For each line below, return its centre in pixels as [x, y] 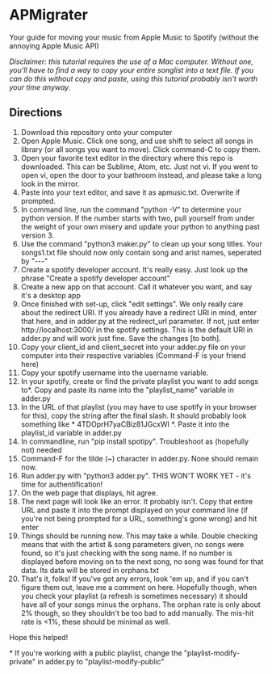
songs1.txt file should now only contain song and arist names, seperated [141, 252]
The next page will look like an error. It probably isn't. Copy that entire [137, 501]
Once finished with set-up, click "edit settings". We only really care [132, 304]
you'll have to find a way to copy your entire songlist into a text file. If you [132, 70]
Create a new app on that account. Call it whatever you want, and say [136, 286]
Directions [36, 113]
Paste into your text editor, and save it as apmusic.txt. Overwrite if [130, 192]
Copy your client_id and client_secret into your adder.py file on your [133, 347]
